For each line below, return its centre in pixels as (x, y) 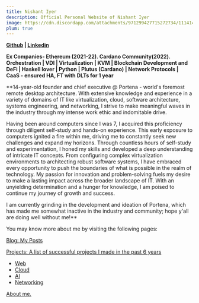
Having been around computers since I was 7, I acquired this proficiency (94, 124)
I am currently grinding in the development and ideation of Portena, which (96, 205)
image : (14, 23)
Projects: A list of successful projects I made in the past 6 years (84, 252)
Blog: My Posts (25, 241)
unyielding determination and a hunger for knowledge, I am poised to (90, 187)
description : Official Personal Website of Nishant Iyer (78, 17)
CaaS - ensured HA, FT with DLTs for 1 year (60, 75)
